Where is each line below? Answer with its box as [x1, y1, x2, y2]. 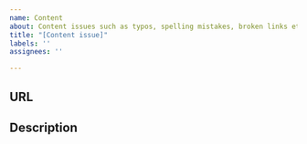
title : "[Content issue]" [9, 30, 108, 39]
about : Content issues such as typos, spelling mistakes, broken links [9, 22, 288, 31]
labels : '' [9, 38, 51, 48]
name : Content [9, 13, 64, 23]
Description [9, 119, 78, 135]
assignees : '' [9, 47, 64, 57]
